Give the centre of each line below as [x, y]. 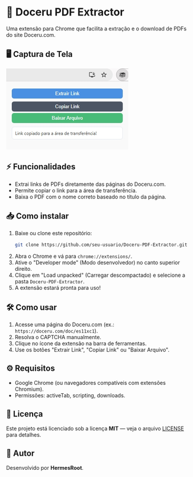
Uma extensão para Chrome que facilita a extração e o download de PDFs [96, 29]
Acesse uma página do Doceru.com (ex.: [64, 325]
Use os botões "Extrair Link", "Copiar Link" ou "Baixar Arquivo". [92, 350]
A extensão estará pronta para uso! [58, 288]
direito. [23, 269]
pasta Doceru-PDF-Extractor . [49, 282]
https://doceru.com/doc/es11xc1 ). [56, 331]
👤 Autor [20, 454]
